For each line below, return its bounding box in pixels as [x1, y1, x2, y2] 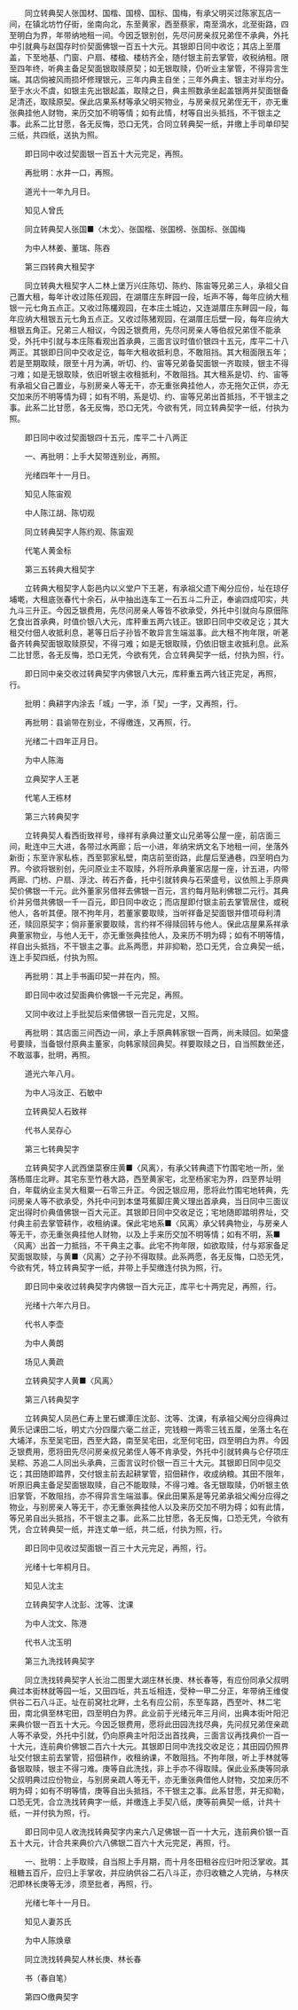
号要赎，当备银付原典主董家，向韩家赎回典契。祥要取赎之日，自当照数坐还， [9, 1038, 289, 1049]
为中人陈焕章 [24, 1936, 72, 1945]
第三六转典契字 [24, 811, 80, 822]
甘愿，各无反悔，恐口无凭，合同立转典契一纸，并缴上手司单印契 [55, 119, 289, 129]
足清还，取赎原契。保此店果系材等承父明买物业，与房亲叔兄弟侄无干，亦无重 [9, 97, 289, 106]
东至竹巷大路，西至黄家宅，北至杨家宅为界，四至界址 [78, 1174, 273, 1184]
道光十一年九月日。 [24, 186, 95, 197]
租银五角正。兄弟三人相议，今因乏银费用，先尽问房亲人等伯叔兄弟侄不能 [9, 325, 273, 335]
